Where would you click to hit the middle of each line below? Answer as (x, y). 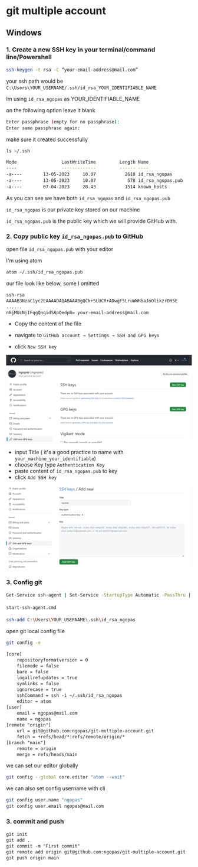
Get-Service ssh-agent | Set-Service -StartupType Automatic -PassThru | (99, 595)
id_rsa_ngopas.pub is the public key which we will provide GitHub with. (92, 221)
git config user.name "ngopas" (44, 800)
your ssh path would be (35, 81)
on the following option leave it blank (51, 110)
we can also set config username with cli (56, 788)
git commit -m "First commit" (43, 846)
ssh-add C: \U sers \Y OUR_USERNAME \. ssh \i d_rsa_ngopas (71, 620)
